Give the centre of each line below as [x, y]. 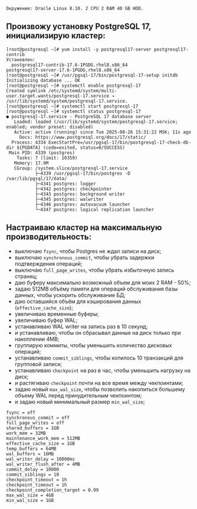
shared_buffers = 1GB [33, 428]
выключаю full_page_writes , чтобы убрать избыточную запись [94, 270]
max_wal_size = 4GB [30, 495]
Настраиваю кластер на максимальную [84, 228]
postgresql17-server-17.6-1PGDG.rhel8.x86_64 [63, 70]
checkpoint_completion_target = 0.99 [52, 490]
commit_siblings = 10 [33, 474]
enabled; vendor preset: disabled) [50, 127]
